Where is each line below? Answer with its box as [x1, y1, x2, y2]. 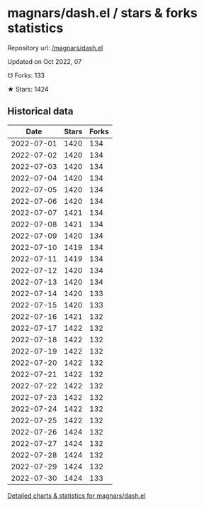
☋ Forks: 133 [7, 71, 45, 80]
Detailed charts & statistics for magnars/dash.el [7, 491, 146, 500]
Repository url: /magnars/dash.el [7, 43, 103, 52]
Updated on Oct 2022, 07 [7, 57, 82, 65]
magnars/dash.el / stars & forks [7, 5, 198, 21]
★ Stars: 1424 [7, 84, 49, 93]
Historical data [7, 105, 74, 118]
